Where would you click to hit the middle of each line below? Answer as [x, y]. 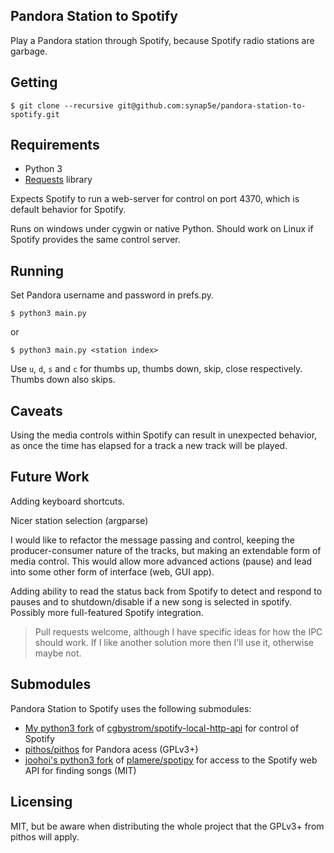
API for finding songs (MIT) [80, 770]
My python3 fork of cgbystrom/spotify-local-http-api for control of [162, 728]
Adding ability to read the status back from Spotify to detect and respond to [166, 591]
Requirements [55, 145]
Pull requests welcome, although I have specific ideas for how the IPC [178, 631]
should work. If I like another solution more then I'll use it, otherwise [174, 642]
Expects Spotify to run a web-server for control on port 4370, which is [155, 199]
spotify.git [35, 114]
